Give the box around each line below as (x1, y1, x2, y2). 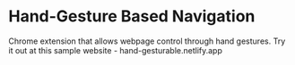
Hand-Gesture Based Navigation (8, 6, 256, 27)
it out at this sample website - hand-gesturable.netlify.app (8, 45, 223, 55)
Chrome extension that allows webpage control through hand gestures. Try (8, 36, 286, 46)
